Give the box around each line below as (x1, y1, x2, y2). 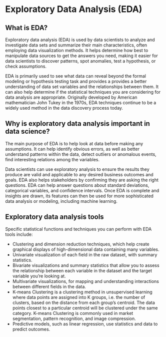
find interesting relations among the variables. (5, 156, 100, 162)
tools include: (5, 231, 33, 237)
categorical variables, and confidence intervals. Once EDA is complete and (5, 187, 159, 193)
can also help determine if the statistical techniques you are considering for (5, 89, 161, 95)
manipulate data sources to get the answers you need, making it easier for (5, 53, 158, 59)
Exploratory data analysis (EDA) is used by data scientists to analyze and (5, 37, 155, 43)
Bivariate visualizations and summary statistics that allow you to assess (12, 262, 159, 268)
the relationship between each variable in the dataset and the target (12, 267, 152, 273)
